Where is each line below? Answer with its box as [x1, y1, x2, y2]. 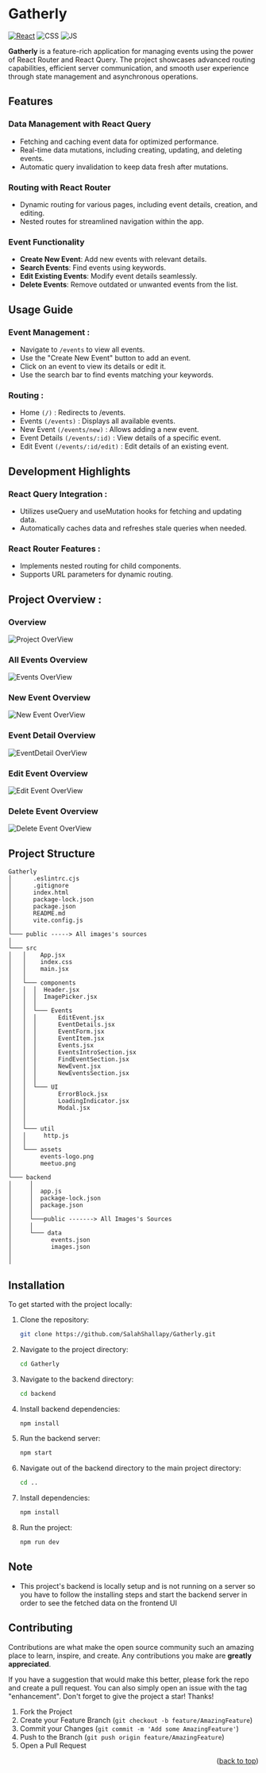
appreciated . [8, 1659, 52, 1668]
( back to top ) [216, 1756, 259, 1765]
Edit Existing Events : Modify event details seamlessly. [19, 272, 198, 281]
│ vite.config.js [8, 916, 83, 925]
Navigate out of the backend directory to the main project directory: [19, 1463, 242, 1473]
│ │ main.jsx [8, 966, 69, 973]
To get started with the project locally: [8, 1299, 133, 1309]
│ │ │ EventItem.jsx [8, 1035, 105, 1043]
